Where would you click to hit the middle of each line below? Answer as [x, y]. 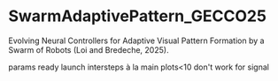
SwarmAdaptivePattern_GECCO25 [138, 16]
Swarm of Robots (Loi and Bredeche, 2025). [89, 49]
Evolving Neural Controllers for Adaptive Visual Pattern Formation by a [136, 40]
